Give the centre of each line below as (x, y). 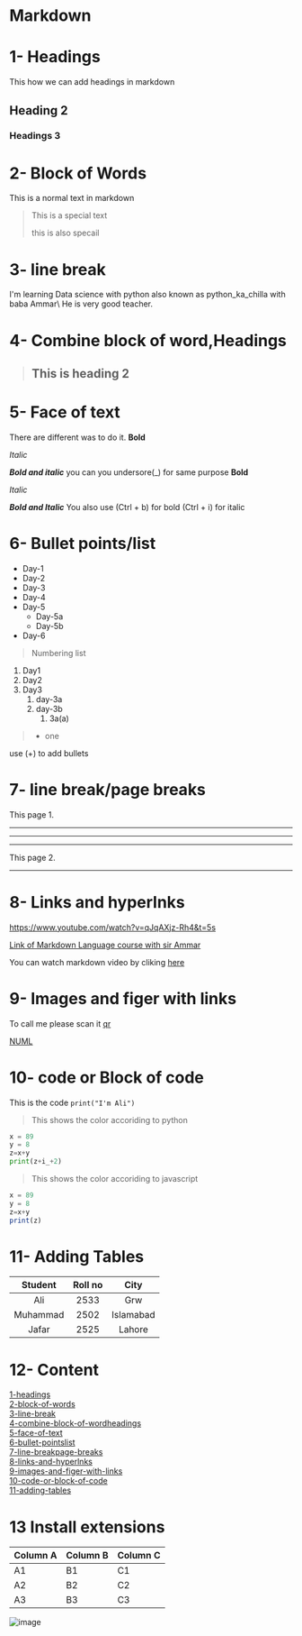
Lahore (133, 1330)
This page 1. (32, 814)
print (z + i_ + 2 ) (36, 1162)
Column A (36, 1556)
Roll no (88, 1285)
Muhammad (39, 1315)
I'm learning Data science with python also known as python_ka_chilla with (147, 295)
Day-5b (49, 626)
